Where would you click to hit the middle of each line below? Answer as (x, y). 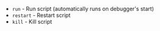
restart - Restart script (41, 15)
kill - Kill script (32, 22)
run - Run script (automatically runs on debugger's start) (83, 9)
